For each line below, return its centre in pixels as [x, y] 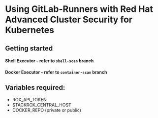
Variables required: [35, 88]
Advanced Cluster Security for [69, 20]
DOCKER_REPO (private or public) [47, 110]
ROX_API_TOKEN [29, 99]
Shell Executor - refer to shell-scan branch [49, 61]
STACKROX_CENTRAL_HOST [42, 105]
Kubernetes [30, 30]
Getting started [29, 48]
